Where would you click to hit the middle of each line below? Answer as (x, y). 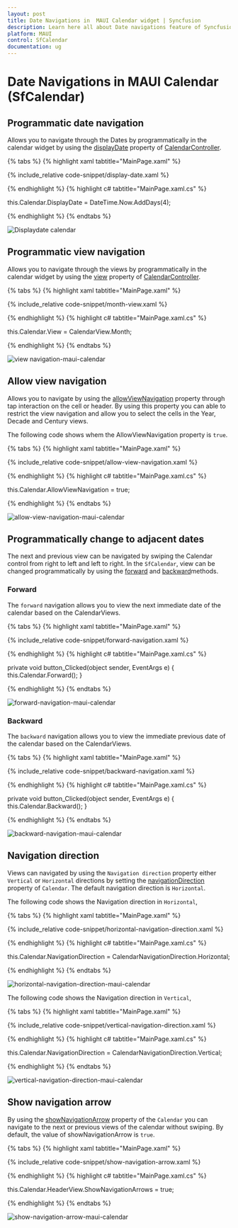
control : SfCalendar (38, 40)
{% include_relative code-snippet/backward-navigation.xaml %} (101, 771)
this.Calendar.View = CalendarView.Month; (70, 331)
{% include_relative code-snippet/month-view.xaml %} (87, 304)
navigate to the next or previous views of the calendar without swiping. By (115, 1127)
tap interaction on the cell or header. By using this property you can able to (117, 406)
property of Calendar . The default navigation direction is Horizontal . (107, 888)
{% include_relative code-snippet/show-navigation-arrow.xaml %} (104, 1161)
